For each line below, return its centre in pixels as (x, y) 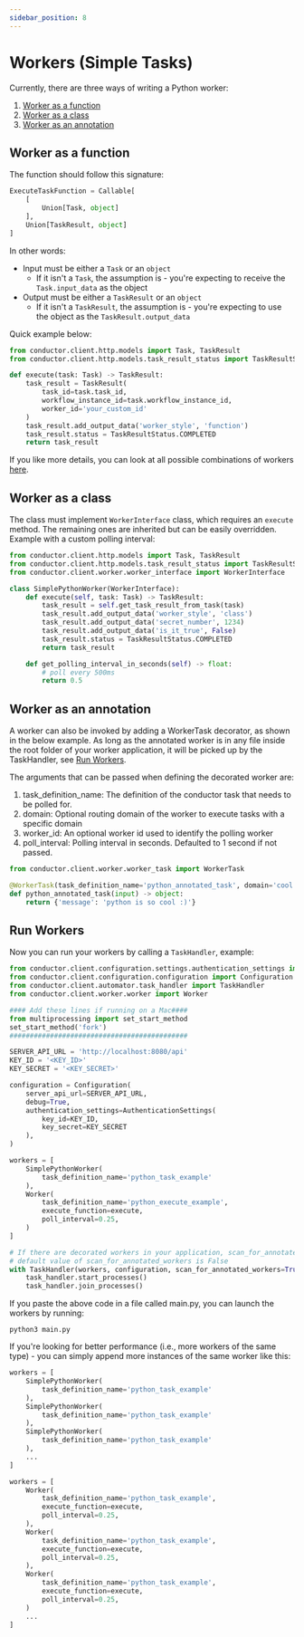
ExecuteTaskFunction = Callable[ (72, 191)
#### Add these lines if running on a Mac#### (99, 1010)
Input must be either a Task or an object (97, 268)
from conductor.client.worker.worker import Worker (109, 994)
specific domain (52, 824)
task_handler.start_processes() (86, 1278)
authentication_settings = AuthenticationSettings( (121, 1110)
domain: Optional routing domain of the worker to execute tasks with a (153, 814)
